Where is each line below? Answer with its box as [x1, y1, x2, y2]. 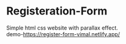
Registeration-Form [6, 4, 108, 18]
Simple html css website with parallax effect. [6, 24, 119, 31]
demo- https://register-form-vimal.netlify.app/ [6, 30, 121, 37]
